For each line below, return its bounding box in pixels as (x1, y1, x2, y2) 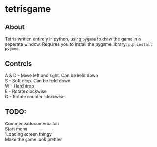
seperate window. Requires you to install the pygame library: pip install (5, 41, 153, 47)
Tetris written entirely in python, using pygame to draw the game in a (5, 36, 141, 42)
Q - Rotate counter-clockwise (5, 93, 65, 99)
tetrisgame (5, 3, 51, 15)
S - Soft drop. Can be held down (5, 77, 71, 84)
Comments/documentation (5, 121, 59, 126)
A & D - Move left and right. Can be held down (5, 73, 98, 78)
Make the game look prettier (5, 136, 62, 142)
